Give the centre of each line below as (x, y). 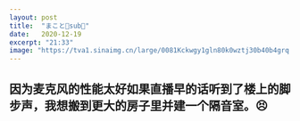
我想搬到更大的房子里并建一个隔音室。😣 (156, 105)
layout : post (33, 17)
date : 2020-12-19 (46, 34)
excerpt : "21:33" (42, 42)
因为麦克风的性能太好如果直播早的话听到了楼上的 (144, 89)
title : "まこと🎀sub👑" (50, 26)
